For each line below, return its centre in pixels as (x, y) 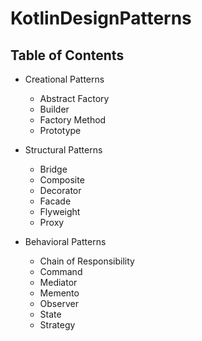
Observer (59, 303)
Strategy (57, 325)
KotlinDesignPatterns (101, 18)
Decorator (60, 190)
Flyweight (60, 211)
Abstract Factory (74, 98)
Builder (54, 109)
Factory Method (73, 120)
